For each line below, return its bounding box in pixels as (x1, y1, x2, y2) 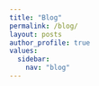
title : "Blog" (9, 13, 63, 22)
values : (9, 47, 39, 56)
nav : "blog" (25, 64, 70, 73)
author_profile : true (9, 38, 91, 47)
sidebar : (17, 55, 50, 64)
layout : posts (9, 30, 63, 39)
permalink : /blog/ (9, 21, 78, 30)
